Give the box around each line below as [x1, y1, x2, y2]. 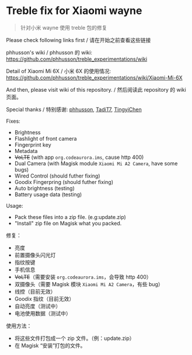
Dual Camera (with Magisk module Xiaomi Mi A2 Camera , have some [14, 159, 178, 167]
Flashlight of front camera [14, 135, 77, 142]
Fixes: [6, 117, 20, 124]
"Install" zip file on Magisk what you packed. [14, 220, 122, 227]
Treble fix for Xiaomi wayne [6, 4, 142, 18]
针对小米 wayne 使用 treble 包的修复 [20, 24, 107, 31]
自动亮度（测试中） [14, 302, 61, 309]
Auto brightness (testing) [14, 185, 75, 192]
